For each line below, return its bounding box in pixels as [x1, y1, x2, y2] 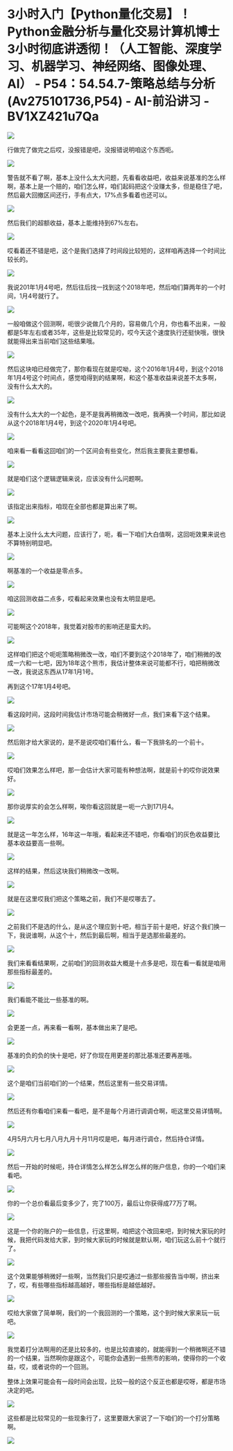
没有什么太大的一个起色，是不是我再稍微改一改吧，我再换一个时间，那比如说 [7, 410, 226, 418]
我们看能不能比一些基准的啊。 [7, 995, 92, 1004]
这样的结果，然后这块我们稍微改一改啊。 [7, 866, 123, 875]
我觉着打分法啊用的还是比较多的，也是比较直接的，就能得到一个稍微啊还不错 [7, 1345, 226, 1354]
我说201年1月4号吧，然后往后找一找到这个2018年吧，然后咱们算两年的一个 [7, 283, 220, 291]
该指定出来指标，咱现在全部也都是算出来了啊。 [7, 502, 141, 510]
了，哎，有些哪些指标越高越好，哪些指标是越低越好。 [7, 1280, 159, 1289]
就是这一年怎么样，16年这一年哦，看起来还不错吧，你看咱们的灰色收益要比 [7, 830, 221, 839]
